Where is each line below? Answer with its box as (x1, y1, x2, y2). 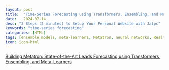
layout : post (5, 7, 33, 12)
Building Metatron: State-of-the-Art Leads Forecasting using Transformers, (5, 53, 161, 59)
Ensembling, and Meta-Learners (5, 58, 72, 65)
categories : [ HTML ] (5, 30, 46, 35)
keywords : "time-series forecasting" (5, 26, 84, 31)
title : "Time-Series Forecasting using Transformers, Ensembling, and (5, 12, 158, 17)
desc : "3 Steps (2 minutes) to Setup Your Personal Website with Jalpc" (5, 21, 161, 26)
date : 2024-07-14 (5, 16, 46, 21)
